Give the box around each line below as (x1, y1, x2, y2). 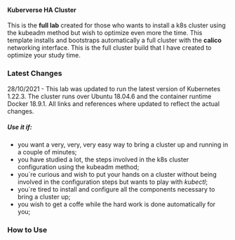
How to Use (7, 225, 48, 235)
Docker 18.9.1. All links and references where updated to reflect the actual (7, 99, 220, 108)
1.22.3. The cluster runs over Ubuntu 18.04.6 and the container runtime (7, 92, 212, 100)
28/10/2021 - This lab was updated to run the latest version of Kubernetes (7, 84, 221, 93)
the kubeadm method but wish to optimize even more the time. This (7, 29, 203, 37)
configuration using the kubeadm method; (17, 163, 140, 171)
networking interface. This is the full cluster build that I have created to (7, 44, 212, 52)
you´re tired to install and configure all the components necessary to (17, 185, 215, 194)
